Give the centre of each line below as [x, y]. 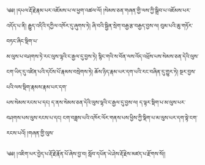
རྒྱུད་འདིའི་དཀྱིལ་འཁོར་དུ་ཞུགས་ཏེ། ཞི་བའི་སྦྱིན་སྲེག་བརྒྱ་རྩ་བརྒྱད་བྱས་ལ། [93, 25]
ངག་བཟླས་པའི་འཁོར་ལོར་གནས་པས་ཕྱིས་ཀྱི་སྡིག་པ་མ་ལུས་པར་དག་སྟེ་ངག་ [130, 117]
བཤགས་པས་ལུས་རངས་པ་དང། [34, 117]
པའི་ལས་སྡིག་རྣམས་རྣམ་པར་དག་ [37, 87]
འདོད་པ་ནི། [17, 25]
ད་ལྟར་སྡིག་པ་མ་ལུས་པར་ [162, 102]
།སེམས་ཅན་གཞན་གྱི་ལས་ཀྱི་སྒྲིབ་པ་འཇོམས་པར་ [147, 10]
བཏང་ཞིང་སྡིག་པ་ [22, 41]
